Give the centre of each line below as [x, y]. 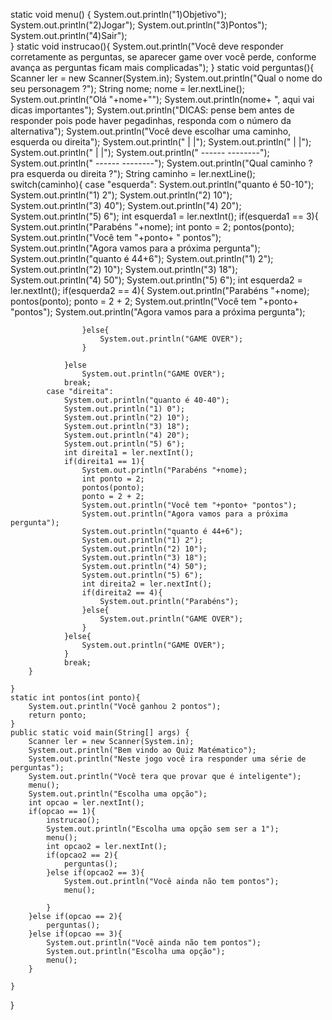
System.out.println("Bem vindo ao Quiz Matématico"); [142, 750]
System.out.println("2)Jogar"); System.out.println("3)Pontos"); [139, 25]
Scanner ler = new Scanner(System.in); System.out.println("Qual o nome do [166, 78]
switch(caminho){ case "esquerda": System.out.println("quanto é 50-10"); [162, 184]
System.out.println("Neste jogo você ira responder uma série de [167, 759]
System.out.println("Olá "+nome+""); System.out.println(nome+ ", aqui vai [162, 99]
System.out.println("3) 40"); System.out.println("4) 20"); [126, 205]
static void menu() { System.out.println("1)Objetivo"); [118, 14]
